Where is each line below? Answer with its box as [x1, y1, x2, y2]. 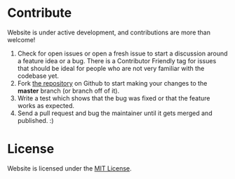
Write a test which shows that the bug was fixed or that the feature [17, 93, 210, 102]
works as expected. [17, 101, 75, 110]
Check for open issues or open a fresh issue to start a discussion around [17, 49, 228, 58]
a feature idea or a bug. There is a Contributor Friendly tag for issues [17, 56, 217, 65]
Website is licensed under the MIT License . [7, 164, 132, 173]
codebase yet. [17, 72, 60, 80]
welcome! [7, 35, 36, 44]
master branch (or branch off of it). [17, 86, 120, 95]
